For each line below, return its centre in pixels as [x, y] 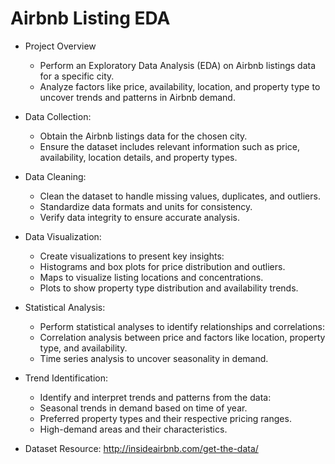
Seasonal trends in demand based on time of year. [143, 408]
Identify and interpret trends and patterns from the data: [155, 397]
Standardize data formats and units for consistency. [146, 206]
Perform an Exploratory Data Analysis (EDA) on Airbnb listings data [178, 65]
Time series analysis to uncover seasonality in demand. [154, 358]
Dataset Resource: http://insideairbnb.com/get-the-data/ [141, 448]
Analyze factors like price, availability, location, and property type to [180, 86]
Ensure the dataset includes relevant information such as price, [170, 146]
